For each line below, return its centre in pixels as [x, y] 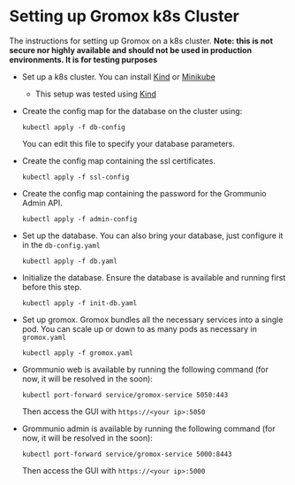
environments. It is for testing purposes [83, 59]
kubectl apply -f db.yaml [69, 261]
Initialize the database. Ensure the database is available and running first [154, 277]
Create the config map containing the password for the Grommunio [144, 193]
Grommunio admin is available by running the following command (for [148, 428]
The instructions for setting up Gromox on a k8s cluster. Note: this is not [141, 41]
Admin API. [42, 203]
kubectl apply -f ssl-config [76, 177]
